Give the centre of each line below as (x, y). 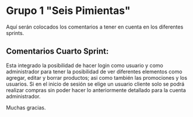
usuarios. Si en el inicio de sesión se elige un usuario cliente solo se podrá (95, 84)
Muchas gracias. (26, 107)
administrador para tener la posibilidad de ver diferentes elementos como (94, 72)
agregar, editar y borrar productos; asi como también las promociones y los (97, 77)
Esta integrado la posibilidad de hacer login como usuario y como (85, 65)
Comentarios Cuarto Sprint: (57, 52)
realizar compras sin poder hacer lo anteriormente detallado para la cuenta (96, 90)
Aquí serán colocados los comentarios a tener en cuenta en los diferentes (95, 27)
